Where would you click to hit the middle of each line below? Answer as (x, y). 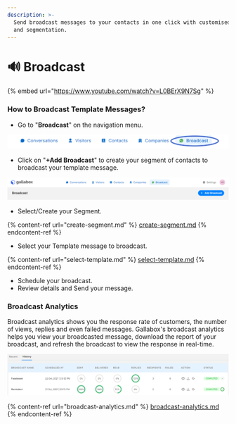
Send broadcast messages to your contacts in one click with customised (122, 22)
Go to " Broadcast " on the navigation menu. (80, 125)
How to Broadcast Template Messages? (77, 109)
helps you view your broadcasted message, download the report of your (112, 337)
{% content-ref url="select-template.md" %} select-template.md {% (106, 259)
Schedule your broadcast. (55, 280)
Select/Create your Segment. (59, 211)
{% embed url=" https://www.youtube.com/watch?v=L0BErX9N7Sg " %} (111, 91)
